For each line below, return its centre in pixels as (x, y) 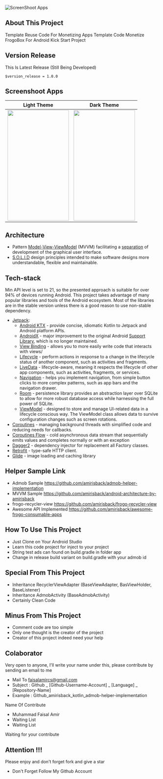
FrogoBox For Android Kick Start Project (45, 40)
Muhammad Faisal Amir (36, 715)
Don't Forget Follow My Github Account (52, 771)
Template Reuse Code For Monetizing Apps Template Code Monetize (75, 35)
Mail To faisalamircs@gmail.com (45, 680)
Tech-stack (23, 278)
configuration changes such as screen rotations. (68, 419)
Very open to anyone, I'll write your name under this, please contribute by (79, 665)
